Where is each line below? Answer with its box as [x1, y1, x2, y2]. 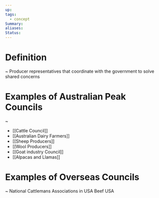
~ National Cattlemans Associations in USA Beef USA [5, 188, 114, 194]
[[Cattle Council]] [12, 127, 48, 133]
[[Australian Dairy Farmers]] [12, 133, 70, 139]
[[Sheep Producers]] [12, 138, 55, 144]
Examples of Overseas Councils [5, 172, 140, 183]
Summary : [5, 21, 23, 26]
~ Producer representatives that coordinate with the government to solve [5, 68, 155, 74]
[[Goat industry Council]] [12, 149, 64, 155]
